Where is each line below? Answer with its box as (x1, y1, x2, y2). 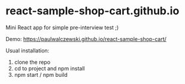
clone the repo (14, 58, 51, 66)
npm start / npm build (14, 71, 68, 78)
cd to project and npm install (14, 64, 85, 72)
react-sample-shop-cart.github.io (5, 4, 180, 18)
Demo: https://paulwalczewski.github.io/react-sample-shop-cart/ (5, 35, 167, 42)
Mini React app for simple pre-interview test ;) (5, 24, 119, 31)
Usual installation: (5, 46, 50, 54)
